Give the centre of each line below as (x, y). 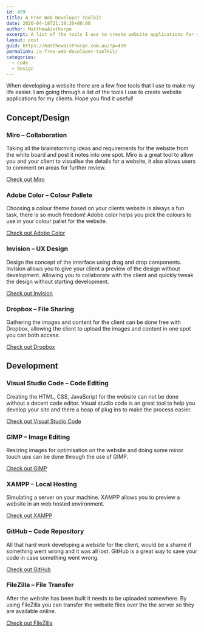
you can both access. (33, 335)
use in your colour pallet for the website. (57, 221)
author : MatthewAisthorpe (39, 29)
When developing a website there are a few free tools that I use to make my (101, 86)
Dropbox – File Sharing (40, 309)
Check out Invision (30, 293)
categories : (21, 57)
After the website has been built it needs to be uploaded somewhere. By (97, 598)
